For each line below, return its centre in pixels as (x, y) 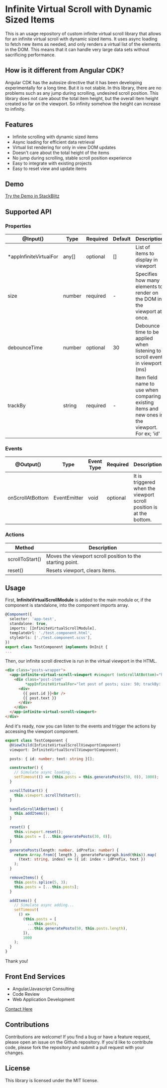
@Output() (28, 465)
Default (122, 239)
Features (19, 125)
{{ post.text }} (40, 698)
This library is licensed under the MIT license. (52, 1080)
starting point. (62, 562)
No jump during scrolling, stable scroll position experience (72, 158)
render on (147, 293)
